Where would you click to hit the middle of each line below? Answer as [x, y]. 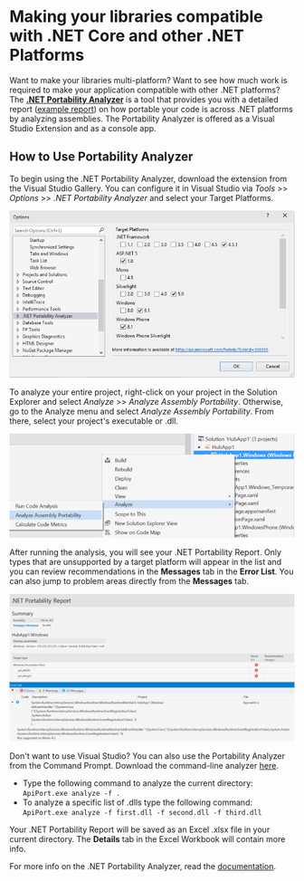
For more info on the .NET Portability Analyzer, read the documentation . [143, 866]
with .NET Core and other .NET [127, 36]
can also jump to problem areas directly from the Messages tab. [129, 581]
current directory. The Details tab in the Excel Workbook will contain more [147, 838]
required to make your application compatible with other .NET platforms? [145, 90]
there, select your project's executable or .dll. [94, 421]
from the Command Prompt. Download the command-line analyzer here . [144, 765]
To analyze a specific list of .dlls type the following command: [138, 802]
